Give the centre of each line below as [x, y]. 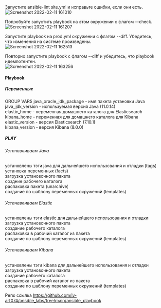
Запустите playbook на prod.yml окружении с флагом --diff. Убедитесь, [79, 36]
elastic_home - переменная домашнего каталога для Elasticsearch [74, 111]
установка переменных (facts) [37, 171]
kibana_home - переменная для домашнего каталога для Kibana [72, 117]
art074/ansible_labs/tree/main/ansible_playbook [53, 300]
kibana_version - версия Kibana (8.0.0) [44, 127]
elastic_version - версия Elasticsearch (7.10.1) [50, 122]
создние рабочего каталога [34, 181]
